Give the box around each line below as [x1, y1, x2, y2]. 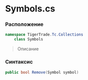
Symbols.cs [5, 3, 56, 14]
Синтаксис [5, 58, 33, 65]
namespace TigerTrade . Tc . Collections [5, 32, 84, 37]
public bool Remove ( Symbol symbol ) [5, 69, 79, 75]
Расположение [5, 21, 44, 28]
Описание [17, 46, 39, 52]
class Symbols [14, 37, 43, 42]
